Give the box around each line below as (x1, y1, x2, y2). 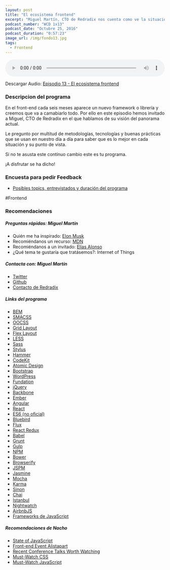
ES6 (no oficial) (12, 411, 45, 417)
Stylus (12, 347, 26, 353)
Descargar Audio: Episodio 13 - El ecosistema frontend (5, 81, 119, 87)
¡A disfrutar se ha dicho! (5, 161, 56, 167)
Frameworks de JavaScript (12, 513, 69, 519)
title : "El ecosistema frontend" (5, 12, 76, 17)
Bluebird (12, 416, 30, 423)
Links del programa (5, 296, 47, 302)
